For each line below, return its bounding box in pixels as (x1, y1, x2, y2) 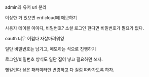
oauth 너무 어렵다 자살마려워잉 (5, 36, 65, 41)
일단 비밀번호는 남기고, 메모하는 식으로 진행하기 (5, 46, 96, 51)
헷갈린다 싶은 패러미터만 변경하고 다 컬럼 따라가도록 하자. (5, 67, 114, 73)
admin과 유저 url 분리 (5, 4, 47, 10)
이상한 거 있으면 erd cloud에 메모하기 (5, 15, 77, 21)
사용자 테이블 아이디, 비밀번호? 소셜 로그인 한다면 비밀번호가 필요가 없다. (5, 25, 144, 31)
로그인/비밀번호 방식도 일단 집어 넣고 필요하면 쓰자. (5, 56, 103, 62)
